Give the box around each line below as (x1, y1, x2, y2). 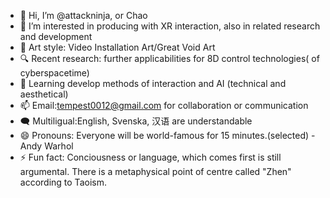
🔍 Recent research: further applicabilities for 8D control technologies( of (19, 53, 320, 64)
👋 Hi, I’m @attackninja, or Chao (19, 10, 148, 21)
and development (19, 31, 93, 42)
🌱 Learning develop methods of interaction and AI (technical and (19, 78, 287, 89)
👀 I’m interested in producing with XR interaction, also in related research (19, 20, 321, 32)
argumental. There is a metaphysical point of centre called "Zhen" (19, 166, 292, 177)
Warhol (44, 140, 74, 152)
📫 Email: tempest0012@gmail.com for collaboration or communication (19, 100, 309, 111)
